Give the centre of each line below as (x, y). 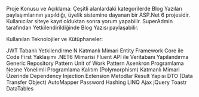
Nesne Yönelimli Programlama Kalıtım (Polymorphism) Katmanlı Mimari (93, 70)
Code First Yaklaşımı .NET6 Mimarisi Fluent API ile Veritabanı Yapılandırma (97, 57)
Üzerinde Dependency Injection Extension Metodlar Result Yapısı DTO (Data (99, 76)
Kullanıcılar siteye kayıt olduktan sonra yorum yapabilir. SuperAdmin (90, 21)
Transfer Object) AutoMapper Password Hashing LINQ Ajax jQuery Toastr (97, 82)
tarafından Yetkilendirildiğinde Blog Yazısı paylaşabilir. (72, 27)
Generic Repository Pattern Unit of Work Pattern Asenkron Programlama (95, 63)
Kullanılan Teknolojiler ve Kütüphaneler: (55, 39)
